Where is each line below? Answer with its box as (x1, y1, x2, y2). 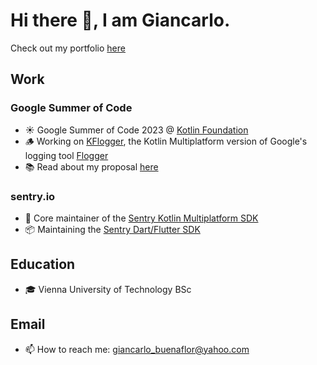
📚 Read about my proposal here (24, 160, 159, 173)
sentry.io (10, 189, 56, 203)
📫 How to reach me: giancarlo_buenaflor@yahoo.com (24, 343, 250, 355)
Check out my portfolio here (10, 42, 126, 54)
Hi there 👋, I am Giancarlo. (10, 9, 231, 32)
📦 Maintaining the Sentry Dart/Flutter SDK (24, 223, 201, 235)
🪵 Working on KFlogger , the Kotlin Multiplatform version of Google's (24, 135, 308, 147)
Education (10, 256, 76, 273)
